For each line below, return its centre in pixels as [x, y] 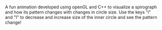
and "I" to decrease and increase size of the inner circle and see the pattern [81, 17]
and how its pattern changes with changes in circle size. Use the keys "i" [78, 12]
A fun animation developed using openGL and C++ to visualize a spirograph [81, 7]
